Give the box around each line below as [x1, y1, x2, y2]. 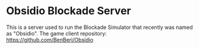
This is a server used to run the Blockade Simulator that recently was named [6, 24, 193, 31]
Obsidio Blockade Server [6, 4, 131, 18]
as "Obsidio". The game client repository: [6, 30, 107, 37]
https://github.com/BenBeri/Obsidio [6, 36, 94, 43]
